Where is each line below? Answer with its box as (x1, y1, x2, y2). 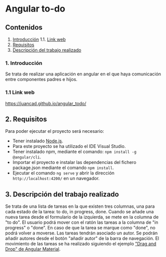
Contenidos (5, 23, 43, 32)
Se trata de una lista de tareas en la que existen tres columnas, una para (5, 203, 155, 209)
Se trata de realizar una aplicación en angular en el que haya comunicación (5, 71, 161, 77)
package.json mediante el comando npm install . (12, 164, 114, 171)
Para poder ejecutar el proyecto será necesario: (5, 128, 104, 134)
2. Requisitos (5, 115, 47, 123)
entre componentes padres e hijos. (5, 76, 78, 82)
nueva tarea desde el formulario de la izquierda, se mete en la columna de (5, 214, 159, 220)
